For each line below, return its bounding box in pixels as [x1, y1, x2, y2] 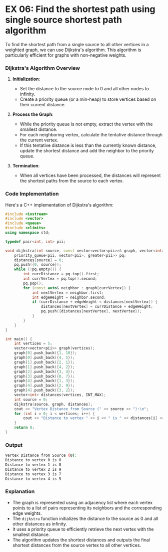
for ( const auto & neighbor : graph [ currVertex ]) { [23, 285, 131, 290]
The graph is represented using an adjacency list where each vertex [12, 499, 153, 505]
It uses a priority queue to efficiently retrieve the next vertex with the [12, 526, 154, 532]
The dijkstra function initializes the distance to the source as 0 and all [12, 515, 158, 521]
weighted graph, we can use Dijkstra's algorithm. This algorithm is [5, 47, 141, 53]
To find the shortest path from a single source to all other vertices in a [5, 41, 149, 47]
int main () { [5, 336, 32, 341]
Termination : [12, 163, 40, 169]
